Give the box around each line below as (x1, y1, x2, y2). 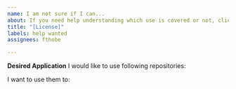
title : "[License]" (7, 23, 65, 30)
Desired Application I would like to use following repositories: (7, 62, 186, 70)
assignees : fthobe (7, 36, 61, 43)
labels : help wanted (7, 29, 68, 37)
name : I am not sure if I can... (7, 10, 105, 18)
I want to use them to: (7, 75, 70, 84)
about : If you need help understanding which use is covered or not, (7, 17, 216, 24)
